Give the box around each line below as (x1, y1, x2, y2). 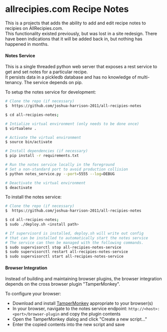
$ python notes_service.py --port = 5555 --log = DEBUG (5, 171, 115, 176)
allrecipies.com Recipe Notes (5, 3, 129, 15)
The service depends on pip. (23, 80, 83, 86)
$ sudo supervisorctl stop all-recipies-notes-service (5, 245, 122, 250)
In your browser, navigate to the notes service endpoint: (12, 306, 128, 312)
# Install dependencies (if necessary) (5, 148, 88, 154)
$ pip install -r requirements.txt (5, 153, 79, 158)
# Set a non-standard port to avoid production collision (5, 167, 128, 172)
